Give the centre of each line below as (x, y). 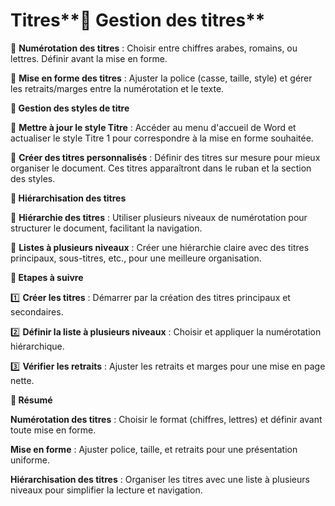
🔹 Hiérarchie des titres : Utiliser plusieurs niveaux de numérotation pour (159, 217)
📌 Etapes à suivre (47, 277)
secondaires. (37, 311)
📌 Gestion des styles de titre (70, 108)
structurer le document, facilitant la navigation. (106, 228)
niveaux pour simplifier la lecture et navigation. (106, 490)
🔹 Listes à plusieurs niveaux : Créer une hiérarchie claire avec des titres (160, 247)
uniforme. (30, 460)
